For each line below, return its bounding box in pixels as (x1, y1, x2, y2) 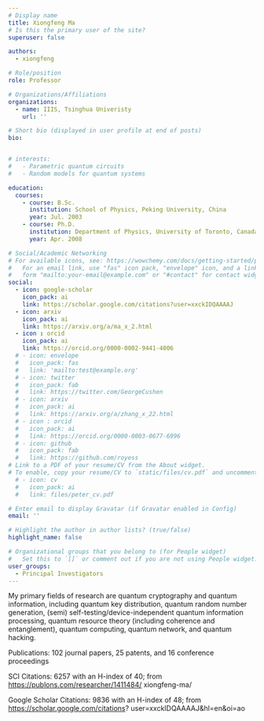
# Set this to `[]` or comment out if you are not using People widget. (8, 555, 258, 563)
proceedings (8, 657, 49, 666)
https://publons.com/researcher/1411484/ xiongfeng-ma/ (8, 680, 192, 690)
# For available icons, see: (8, 256, 104, 264)
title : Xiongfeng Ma (8, 19, 76, 27)
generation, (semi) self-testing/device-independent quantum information (8, 608, 244, 617)
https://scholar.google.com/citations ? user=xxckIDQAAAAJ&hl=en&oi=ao (8, 704, 246, 713)
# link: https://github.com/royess (15, 454, 139, 462)
